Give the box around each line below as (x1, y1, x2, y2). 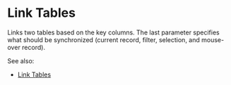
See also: (7, 56, 35, 65)
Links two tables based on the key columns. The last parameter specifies (7, 28, 220, 37)
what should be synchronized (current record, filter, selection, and (7, 35, 200, 44)
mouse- (201, 35, 225, 44)
